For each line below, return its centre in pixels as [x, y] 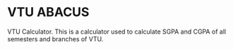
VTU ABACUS [48, 12]
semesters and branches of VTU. [55, 38]
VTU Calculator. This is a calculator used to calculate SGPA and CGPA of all [117, 31]
